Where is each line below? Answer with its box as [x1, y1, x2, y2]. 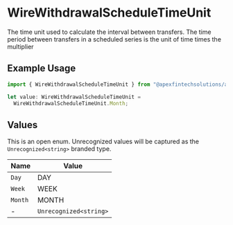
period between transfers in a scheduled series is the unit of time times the [7, 35, 222, 43]
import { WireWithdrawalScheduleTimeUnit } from [7, 81, 150, 88]
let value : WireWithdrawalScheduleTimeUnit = [7, 93, 141, 100]
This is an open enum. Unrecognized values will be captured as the [7, 137, 200, 146]
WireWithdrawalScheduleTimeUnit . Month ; [13, 100, 129, 107]
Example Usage [7, 62, 76, 74]
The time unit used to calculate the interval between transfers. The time [7, 28, 212, 36]
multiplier [7, 42, 34, 51]
